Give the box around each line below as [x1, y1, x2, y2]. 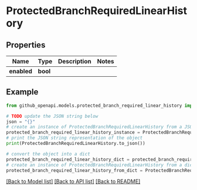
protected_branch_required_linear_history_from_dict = [6, 167, 143, 174]
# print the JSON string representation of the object [6, 135, 143, 141]
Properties [6, 40, 46, 50]
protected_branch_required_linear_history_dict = [6, 157, 130, 162]
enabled [9, 67, 32, 75]
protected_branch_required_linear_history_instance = [6, 130, 141, 135]
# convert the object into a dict [6, 151, 91, 157]
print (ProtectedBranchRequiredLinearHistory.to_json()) [6, 141, 145, 147]
